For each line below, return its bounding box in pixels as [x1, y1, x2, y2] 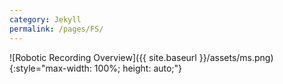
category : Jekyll [9, 14, 82, 25]
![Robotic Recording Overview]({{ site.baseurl [9, 51, 197, 63]
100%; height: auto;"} [93, 62, 183, 74]
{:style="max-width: [9, 62, 92, 74]
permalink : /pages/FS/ [9, 24, 104, 34]
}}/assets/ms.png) [198, 51, 274, 63]
